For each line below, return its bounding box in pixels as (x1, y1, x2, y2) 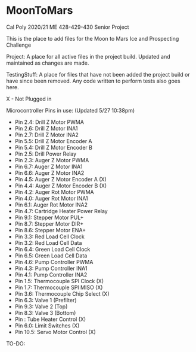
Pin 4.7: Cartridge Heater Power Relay (14, 207, 108, 214)
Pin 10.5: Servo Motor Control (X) (14, 328, 97, 335)
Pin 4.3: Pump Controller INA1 (14, 265, 88, 272)
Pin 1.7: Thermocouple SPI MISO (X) (14, 284, 103, 291)
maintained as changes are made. (6, 59, 89, 66)
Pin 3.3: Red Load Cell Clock (14, 233, 85, 240)
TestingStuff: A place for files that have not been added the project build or (6, 71, 190, 78)
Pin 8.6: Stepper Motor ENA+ (14, 226, 86, 233)
